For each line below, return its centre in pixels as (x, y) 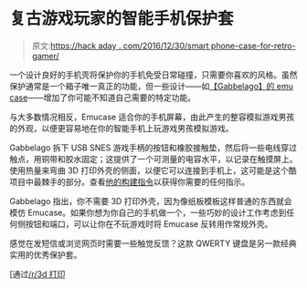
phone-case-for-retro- (253, 46)
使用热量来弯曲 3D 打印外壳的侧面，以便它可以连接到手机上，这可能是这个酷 (153, 170)
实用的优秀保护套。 (46, 254)
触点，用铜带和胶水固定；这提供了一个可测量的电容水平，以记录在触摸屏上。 (153, 159)
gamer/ (45, 56)
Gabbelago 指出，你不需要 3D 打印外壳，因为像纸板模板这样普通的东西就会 (151, 201)
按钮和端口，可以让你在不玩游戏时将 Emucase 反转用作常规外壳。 (149, 223)
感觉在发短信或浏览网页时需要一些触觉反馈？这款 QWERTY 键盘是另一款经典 (153, 243)
